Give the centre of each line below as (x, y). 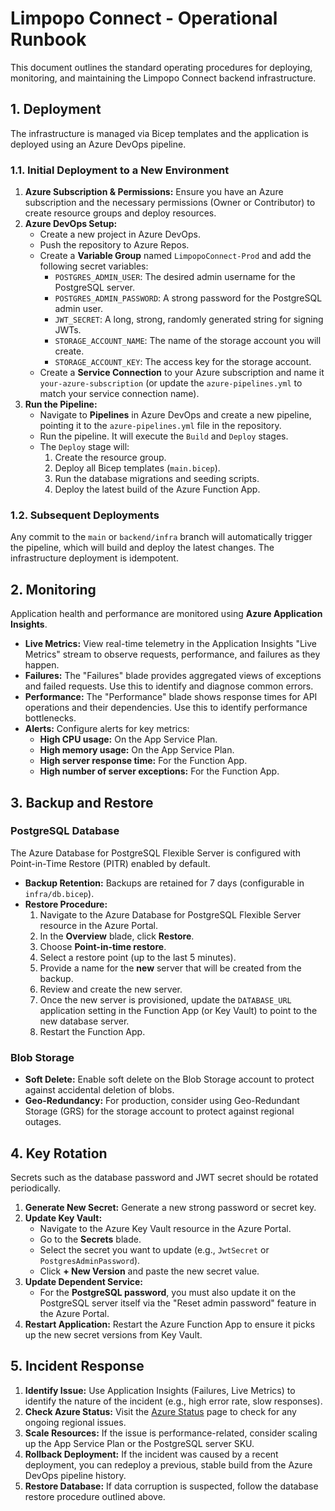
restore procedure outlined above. (95, 1496)
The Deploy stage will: (84, 447)
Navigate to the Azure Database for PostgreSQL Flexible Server (170, 914)
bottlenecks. (50, 718)
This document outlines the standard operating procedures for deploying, (161, 67)
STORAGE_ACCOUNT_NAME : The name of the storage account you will (188, 341)
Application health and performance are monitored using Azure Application (166, 614)
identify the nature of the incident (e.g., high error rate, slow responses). (173, 1401)
